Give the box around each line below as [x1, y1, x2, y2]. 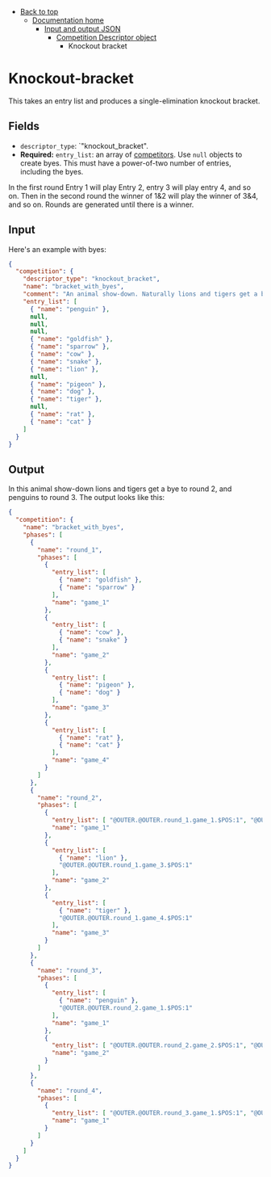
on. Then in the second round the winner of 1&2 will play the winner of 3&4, [8, 191, 259, 200]
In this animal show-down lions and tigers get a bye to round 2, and [8, 484, 232, 494]
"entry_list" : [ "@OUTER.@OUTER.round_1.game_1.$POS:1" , [51, 816, 248, 825]
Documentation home [31, 15, 105, 25]
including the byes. [19, 166, 84, 176]
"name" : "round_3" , [37, 966, 103, 974]
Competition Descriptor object [56, 32, 157, 42]
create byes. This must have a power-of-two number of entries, [19, 158, 231, 168]
